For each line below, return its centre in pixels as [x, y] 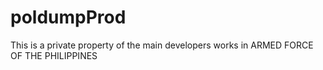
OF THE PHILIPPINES [54, 55]
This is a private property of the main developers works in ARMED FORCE [162, 45]
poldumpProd [68, 17]
